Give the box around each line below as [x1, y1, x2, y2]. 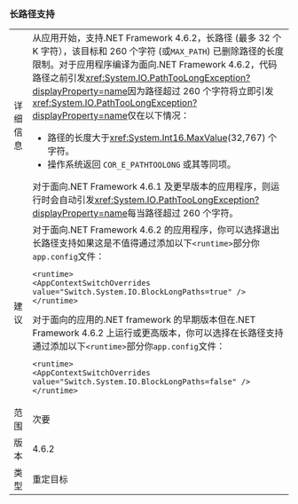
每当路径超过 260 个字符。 [127, 207, 239, 219]
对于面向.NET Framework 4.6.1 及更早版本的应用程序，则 [32, 180, 271, 193]
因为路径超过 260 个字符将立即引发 [127, 85, 274, 98]
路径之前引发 [32, 72, 86, 84]
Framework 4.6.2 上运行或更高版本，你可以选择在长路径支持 [32, 327, 284, 339]
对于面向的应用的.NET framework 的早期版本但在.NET [32, 313, 256, 326]
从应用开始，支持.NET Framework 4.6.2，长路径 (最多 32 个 [32, 32, 282, 44]
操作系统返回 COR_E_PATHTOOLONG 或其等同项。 [47, 158, 237, 170]
